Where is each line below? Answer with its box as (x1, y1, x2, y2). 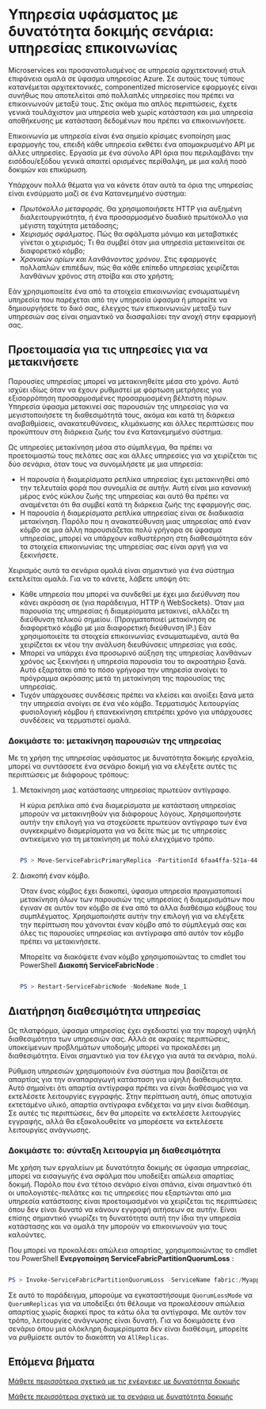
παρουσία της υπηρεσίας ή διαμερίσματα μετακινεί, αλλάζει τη (19, 606, 230, 615)
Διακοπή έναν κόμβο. (19, 871, 90, 880)
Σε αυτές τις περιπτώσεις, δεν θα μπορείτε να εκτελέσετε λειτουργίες (8, 1108, 241, 1118)
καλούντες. (8, 1229, 47, 1240)
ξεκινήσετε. (19, 550, 59, 560)
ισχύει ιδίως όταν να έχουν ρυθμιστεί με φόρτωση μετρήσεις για (8, 385, 222, 394)
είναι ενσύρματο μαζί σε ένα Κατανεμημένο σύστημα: (8, 188, 187, 198)
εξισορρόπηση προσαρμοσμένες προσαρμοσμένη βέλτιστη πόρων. (8, 393, 228, 403)
